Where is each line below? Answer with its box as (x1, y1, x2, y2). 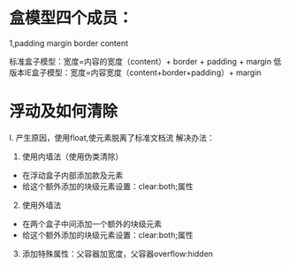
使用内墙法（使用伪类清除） (21, 151, 124, 162)
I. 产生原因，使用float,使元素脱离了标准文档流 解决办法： (9, 132, 215, 142)
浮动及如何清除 (9, 102, 118, 122)
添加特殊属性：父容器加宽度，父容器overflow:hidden (21, 248, 214, 259)
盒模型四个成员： (9, 8, 134, 28)
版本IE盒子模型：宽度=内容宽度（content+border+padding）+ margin (9, 67, 262, 78)
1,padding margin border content (9, 37, 129, 49)
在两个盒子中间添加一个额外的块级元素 (21, 218, 162, 229)
